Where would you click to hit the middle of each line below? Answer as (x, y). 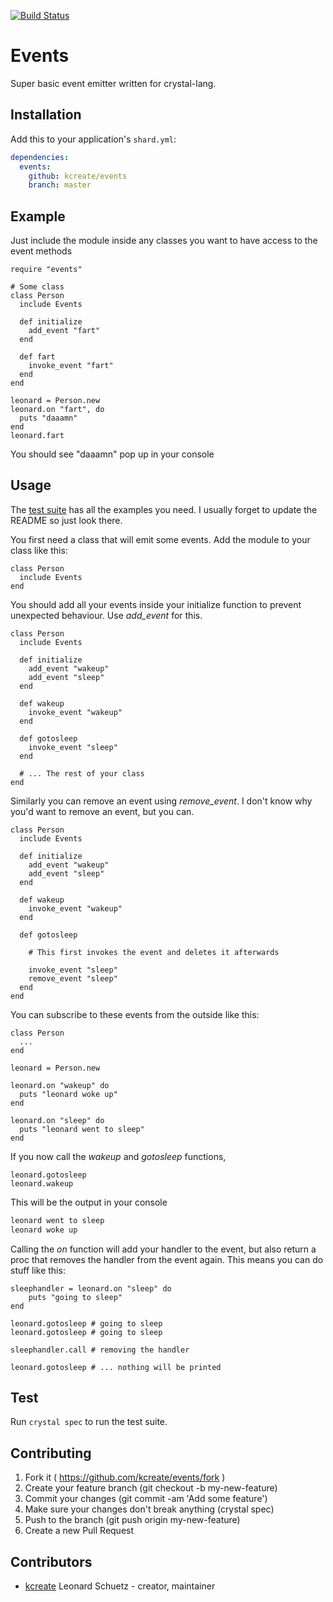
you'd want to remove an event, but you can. (102, 811)
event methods (41, 251)
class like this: (39, 550)
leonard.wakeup (42, 1183)
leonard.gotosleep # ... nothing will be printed (116, 1367)
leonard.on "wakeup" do (60, 1085)
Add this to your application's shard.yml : (93, 139)
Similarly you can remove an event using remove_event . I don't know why (161, 801)
